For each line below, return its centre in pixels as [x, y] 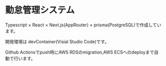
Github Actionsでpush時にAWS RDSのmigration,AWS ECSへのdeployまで [80, 52]
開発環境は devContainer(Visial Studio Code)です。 [57, 41]
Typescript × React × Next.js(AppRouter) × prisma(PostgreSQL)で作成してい [83, 25]
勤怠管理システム [40, 10]
